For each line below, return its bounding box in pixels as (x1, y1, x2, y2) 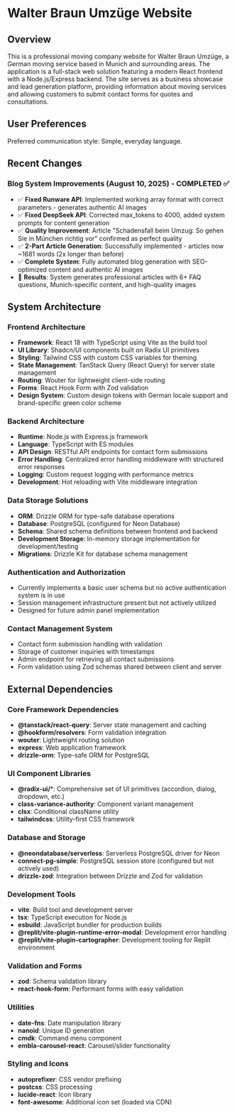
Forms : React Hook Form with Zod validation (17, 384, 149, 392)
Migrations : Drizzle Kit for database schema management (17, 549, 188, 558)
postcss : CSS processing (17, 1082, 93, 1091)
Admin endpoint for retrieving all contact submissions (17, 655, 175, 664)
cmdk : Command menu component (17, 1033, 122, 1042)
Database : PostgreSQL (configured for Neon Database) (17, 519, 181, 527)
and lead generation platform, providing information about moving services (7, 82, 227, 90)
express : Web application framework (17, 743, 126, 752)
